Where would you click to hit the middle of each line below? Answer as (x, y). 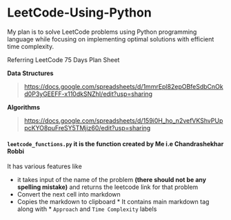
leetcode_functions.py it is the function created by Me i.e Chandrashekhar (115, 143)
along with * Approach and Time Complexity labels (87, 209)
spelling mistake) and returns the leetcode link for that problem (108, 187)
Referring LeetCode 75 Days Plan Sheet (63, 59)
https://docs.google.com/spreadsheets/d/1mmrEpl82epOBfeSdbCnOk (124, 86)
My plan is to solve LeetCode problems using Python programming (102, 32)
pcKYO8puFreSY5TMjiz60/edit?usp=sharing (87, 128)
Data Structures (30, 73)
